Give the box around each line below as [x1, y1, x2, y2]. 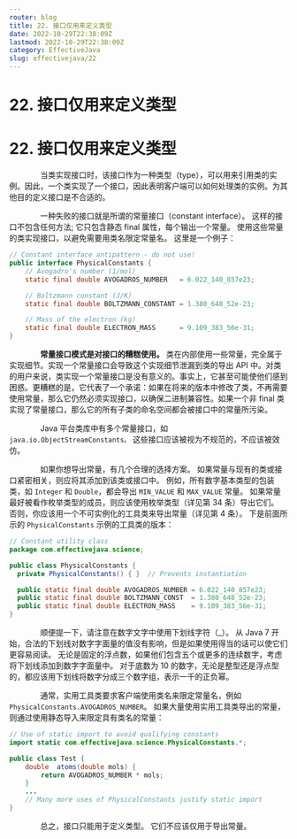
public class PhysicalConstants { [9, 561, 137, 570]
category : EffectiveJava [9, 46, 101, 55]
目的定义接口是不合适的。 [16, 192, 110, 203]
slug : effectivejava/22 [9, 54, 97, 63]
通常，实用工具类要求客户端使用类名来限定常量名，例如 [39, 690, 241, 700]
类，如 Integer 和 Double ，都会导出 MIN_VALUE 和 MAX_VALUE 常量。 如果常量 [9, 486, 281, 496]
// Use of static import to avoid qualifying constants [9, 730, 219, 739]
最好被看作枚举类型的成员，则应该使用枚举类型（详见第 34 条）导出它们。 [9, 497, 279, 507]
